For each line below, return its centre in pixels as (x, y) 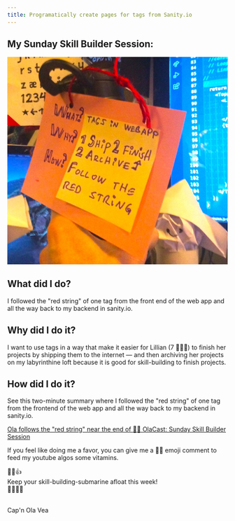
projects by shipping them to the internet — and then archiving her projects (115, 354)
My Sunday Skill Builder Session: (80, 44)
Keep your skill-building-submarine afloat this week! (83, 482)
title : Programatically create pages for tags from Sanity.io (100, 15)
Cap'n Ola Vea (28, 510)
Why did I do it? (42, 330)
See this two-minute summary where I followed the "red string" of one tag (114, 401)
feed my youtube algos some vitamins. (63, 458)
